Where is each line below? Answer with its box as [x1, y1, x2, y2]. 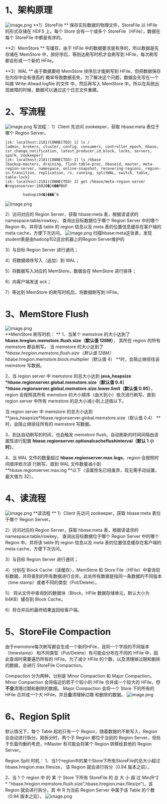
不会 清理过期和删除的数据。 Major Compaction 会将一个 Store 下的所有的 [5, 685, 155, 691]
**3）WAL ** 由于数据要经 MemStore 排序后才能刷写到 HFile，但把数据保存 [5, 68, 161, 74]
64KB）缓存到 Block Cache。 [5, 596, 66, 602]
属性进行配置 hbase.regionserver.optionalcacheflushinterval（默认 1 [5, 437, 149, 444]
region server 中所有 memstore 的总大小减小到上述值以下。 [5, 398, 127, 404]
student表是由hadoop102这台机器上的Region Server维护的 [5, 236, 125, 242]
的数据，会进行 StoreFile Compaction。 [5, 662, 86, 668]
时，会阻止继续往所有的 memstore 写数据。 [5, 421, 93, 427]
